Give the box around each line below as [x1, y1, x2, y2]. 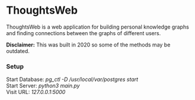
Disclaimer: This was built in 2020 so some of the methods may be [6, 41, 171, 48]
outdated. [6, 47, 30, 54]
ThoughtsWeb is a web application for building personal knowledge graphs [6, 23, 190, 30]
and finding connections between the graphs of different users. [6, 29, 161, 36]
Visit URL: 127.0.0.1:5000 [6, 89, 66, 96]
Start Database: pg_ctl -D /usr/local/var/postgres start [6, 76, 138, 83]
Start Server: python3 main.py [6, 82, 80, 89]
